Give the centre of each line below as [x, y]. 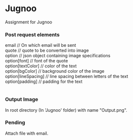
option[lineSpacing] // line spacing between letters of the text [66, 77]
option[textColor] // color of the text [41, 66]
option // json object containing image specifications [58, 56]
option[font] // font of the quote [37, 61]
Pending [15, 122]
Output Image [22, 100]
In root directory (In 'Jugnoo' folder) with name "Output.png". [66, 110]
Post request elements [32, 35]
